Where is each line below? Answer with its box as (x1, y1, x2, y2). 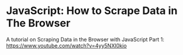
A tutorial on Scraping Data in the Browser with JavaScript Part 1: (6, 36, 165, 43)
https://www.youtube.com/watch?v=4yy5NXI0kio (6, 42, 127, 49)
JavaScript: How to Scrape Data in (6, 4, 178, 18)
